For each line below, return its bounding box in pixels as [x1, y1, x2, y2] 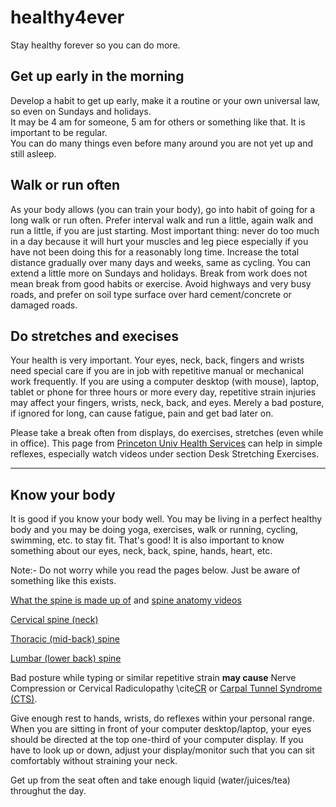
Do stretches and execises [10, 327, 180, 345]
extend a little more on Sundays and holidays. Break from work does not [10, 267, 308, 279]
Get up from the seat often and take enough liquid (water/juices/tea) [10, 774, 291, 786]
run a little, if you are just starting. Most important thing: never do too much [10, 224, 320, 236]
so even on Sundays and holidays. [10, 105, 152, 117]
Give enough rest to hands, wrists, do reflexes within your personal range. [10, 712, 315, 725]
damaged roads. [10, 299, 78, 311]
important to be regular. [10, 126, 108, 138]
